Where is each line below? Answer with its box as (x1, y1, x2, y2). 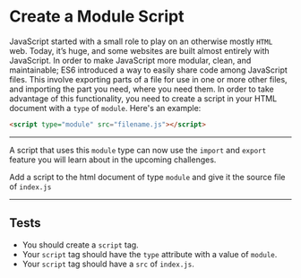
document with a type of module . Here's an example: (9, 102, 202, 113)
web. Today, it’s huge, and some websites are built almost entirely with (9, 45, 271, 56)
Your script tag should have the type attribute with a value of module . (21, 248, 278, 259)
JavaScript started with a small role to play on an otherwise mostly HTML (9, 36, 273, 47)
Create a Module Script (9, 6, 185, 27)
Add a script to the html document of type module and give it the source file (9, 171, 286, 182)
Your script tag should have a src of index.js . (21, 258, 194, 269)
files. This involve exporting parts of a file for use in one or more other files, (9, 74, 288, 84)
